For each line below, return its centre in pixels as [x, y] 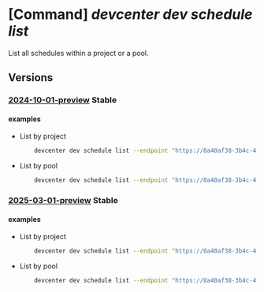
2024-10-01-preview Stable [62, 100]
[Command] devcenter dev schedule [130, 15]
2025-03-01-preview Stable [63, 201]
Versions [31, 78]
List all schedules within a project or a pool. [78, 53]
